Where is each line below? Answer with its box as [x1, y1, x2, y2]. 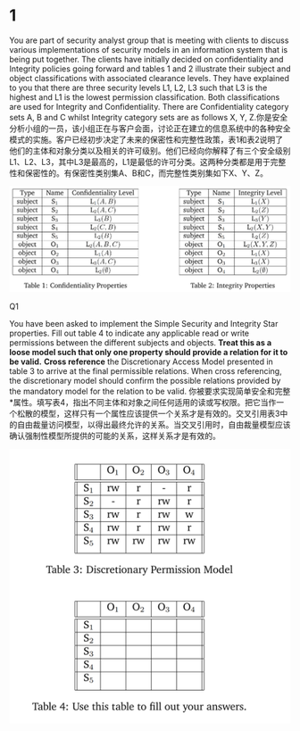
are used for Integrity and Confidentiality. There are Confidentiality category [9, 101, 289, 112]
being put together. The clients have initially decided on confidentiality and [9, 54, 284, 64]
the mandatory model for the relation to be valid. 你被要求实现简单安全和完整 [9, 386, 291, 396]
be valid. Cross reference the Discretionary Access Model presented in [9, 356, 274, 367]
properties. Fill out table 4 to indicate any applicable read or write [9, 328, 250, 338]
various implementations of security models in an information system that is [9, 44, 288, 54]
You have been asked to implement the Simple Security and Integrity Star [9, 318, 279, 328]
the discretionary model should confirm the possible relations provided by [9, 375, 281, 386]
